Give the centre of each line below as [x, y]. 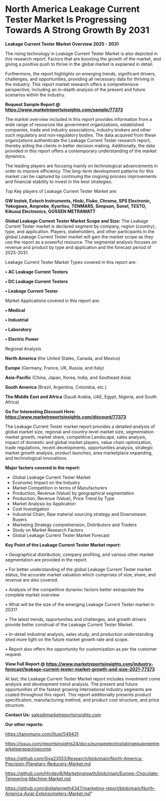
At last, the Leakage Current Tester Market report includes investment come [83, 678]
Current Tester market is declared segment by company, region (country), [81, 226]
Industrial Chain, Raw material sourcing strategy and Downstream [79, 514]
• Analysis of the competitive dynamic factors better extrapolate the [75, 589]
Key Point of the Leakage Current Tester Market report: [63, 545]
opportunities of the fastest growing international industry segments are [79, 689]
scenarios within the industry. [35, 95]
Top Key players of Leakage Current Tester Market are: [61, 191]
